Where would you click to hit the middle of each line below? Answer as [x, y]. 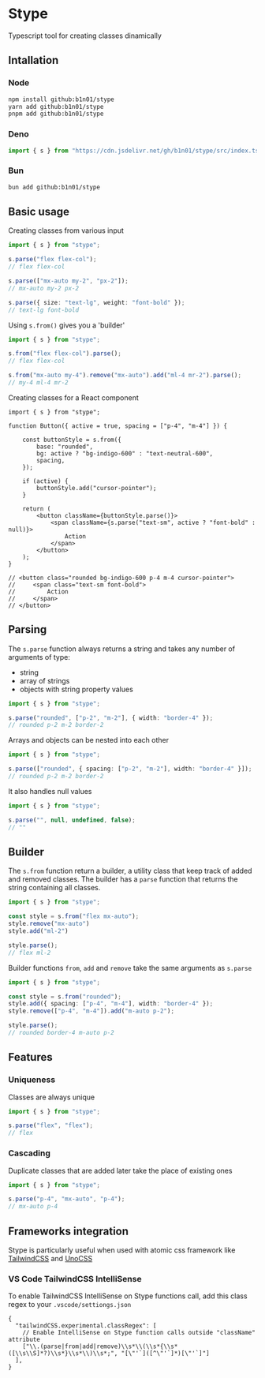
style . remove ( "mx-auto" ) [49, 924]
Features [30, 1057]
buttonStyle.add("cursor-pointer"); [97, 488]
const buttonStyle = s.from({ [72, 440]
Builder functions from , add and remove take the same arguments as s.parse [130, 968]
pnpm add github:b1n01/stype [56, 114]
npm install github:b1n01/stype [61, 99]
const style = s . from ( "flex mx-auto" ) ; [74, 916]
